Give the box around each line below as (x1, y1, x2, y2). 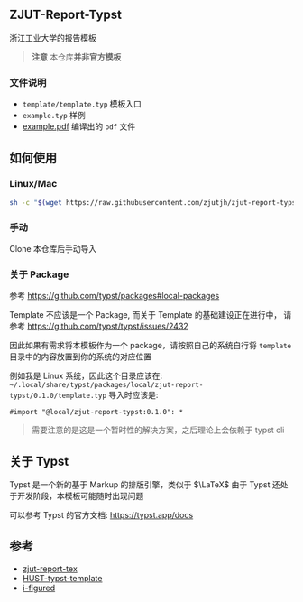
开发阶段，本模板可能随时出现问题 (16, 491, 144, 502)
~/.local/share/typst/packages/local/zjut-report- (9, 381, 204, 390)
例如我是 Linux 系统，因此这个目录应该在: (9, 370, 163, 382)
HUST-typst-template (22, 572, 103, 583)
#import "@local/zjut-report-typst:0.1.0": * (9, 408, 183, 417)
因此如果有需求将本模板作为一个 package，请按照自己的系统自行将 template (9, 340, 292, 351)
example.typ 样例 (22, 110, 86, 121)
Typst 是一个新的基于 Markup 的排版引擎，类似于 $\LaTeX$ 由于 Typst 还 (9, 479, 281, 490)
